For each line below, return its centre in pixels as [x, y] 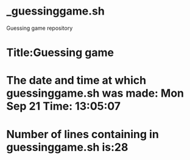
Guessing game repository [40, 28]
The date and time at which [76, 81]
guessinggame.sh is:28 [67, 147]
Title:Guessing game [60, 53]
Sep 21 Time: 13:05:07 [63, 106]
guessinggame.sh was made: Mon [95, 93]
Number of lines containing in [83, 134]
